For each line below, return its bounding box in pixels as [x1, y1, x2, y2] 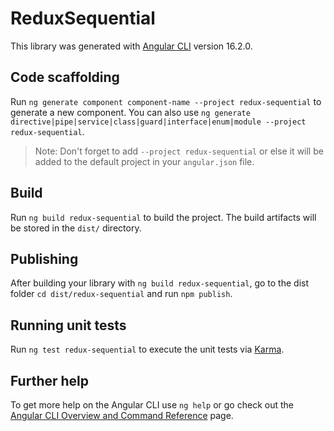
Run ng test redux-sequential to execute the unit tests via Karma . [10, 343, 285, 356]
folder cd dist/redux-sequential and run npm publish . [10, 288, 233, 300]
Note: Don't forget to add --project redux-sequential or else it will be [34, 145, 324, 157]
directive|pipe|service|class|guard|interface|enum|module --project [10, 117, 307, 127]
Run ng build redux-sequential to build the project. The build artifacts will [10, 211, 317, 223]
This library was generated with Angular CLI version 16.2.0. [10, 40, 253, 52]
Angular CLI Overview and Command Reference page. [10, 410, 234, 421]
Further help [10, 372, 90, 389]
